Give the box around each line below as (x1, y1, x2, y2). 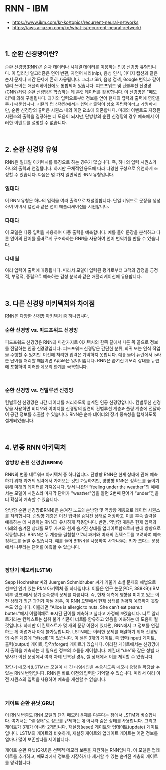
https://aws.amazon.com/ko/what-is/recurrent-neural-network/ (12, 24, 142, 30)
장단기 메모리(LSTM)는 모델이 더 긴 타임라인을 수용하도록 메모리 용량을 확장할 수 (5, 664, 160, 670)
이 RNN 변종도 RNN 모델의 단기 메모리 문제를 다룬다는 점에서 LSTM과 (5, 712, 140, 718)
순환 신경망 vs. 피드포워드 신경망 (5, 327, 78, 334)
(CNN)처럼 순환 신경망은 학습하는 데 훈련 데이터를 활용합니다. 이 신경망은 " (5, 89, 149, 95)
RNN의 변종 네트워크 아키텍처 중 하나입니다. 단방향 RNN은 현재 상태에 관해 (5, 471, 149, 477)
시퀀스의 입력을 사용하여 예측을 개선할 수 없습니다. (10, 676, 107, 682)
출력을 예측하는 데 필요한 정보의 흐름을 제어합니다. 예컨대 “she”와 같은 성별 (10, 647, 155, 653)
